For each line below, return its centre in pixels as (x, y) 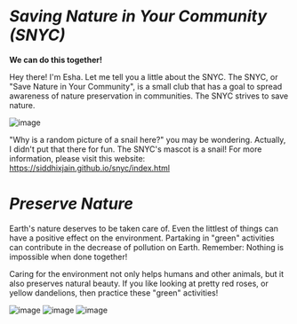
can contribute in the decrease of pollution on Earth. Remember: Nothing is (147, 247)
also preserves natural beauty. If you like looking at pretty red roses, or (139, 283)
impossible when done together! (68, 257)
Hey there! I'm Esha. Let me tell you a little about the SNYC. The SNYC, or (144, 76)
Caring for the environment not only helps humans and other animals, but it (147, 273)
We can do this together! (56, 59)
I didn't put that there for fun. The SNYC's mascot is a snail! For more (136, 149)
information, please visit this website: (77, 158)
